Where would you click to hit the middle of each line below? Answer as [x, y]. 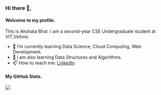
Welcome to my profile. [30, 20]
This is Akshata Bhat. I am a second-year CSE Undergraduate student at [80, 31]
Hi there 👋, [18, 8]
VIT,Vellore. [17, 37]
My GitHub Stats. [24, 76]
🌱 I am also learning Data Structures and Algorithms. [67, 57]
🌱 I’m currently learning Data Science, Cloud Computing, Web [77, 46]
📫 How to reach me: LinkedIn [44, 63]
